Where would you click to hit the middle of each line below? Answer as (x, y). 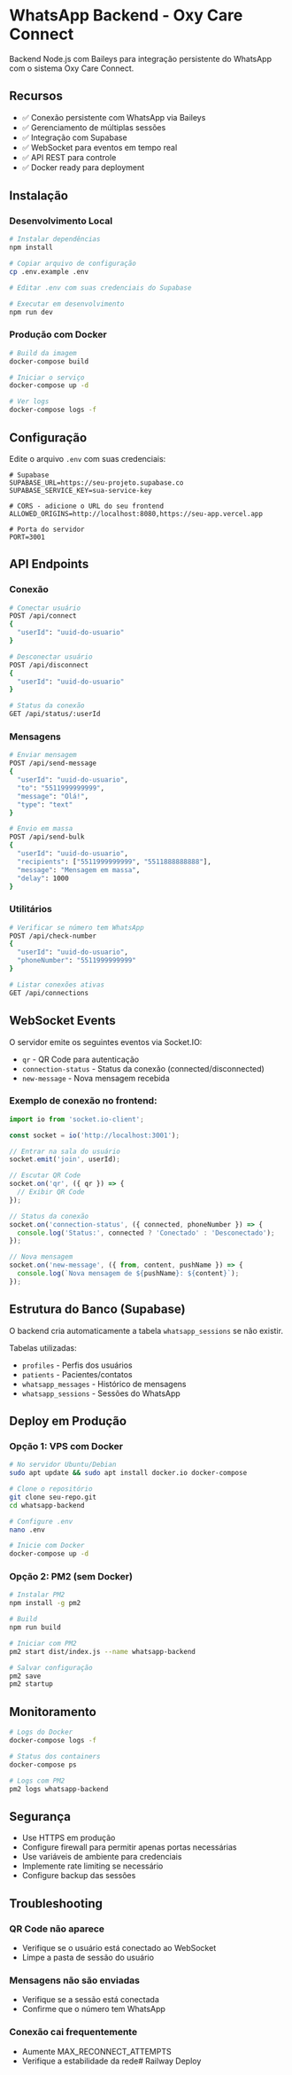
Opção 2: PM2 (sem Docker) (71, 1577)
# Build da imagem (43, 353)
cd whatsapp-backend (47, 1505)
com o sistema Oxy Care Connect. (72, 68)
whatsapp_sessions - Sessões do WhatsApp (101, 1393)
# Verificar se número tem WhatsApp (77, 927)
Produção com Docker (58, 335)
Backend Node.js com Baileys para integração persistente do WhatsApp (141, 59)
